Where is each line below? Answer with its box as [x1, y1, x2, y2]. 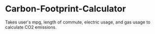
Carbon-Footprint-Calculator [5, 3, 126, 14]
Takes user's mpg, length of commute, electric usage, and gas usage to [5, 19, 151, 25]
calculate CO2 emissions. [5, 24, 57, 30]
